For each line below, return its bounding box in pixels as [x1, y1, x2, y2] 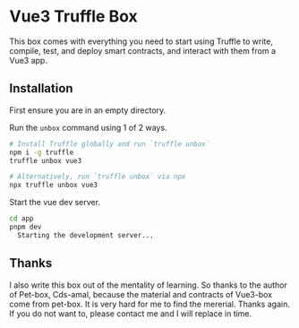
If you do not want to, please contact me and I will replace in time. [9, 307, 252, 319]
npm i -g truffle [9, 148, 74, 157]
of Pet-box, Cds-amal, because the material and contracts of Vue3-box [9, 289, 273, 299]
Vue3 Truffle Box [9, 6, 139, 27]
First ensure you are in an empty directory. [9, 105, 167, 116]
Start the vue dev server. [9, 197, 101, 208]
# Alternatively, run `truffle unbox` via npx [9, 172, 186, 181]
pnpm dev [9, 222, 42, 231]
